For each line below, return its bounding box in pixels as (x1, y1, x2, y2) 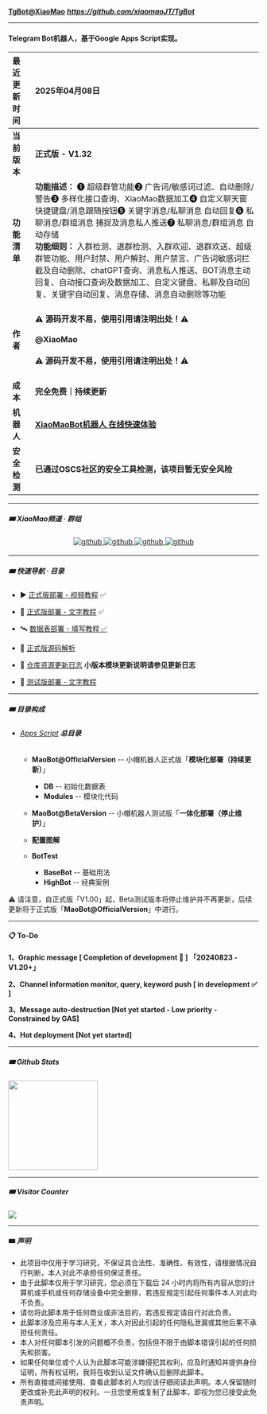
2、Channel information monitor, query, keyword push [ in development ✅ (8, 979, 258, 989)
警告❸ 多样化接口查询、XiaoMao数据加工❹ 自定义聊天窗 (34, 193, 248, 205)
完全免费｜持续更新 (34, 386, 107, 397)
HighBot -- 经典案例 (43, 877, 110, 886)
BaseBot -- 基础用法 (43, 867, 110, 877)
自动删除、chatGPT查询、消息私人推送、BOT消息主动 (50, 265, 251, 276)
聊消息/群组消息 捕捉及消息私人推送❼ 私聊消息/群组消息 (34, 217, 244, 228)
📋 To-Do (8, 931, 39, 941)
